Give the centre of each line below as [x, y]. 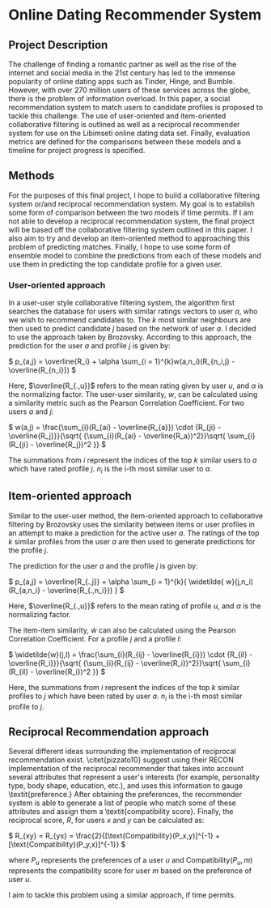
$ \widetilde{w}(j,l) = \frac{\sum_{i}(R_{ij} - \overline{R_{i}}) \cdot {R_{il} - [131, 654]
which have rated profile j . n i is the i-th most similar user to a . [110, 470]
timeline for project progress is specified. [77, 150]
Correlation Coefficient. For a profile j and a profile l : [95, 638]
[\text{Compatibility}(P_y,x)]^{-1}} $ [67, 845]
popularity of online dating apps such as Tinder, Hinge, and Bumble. [122, 81]
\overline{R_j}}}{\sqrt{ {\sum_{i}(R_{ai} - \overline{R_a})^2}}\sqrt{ [117, 436]
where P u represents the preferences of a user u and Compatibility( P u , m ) [131, 861]
